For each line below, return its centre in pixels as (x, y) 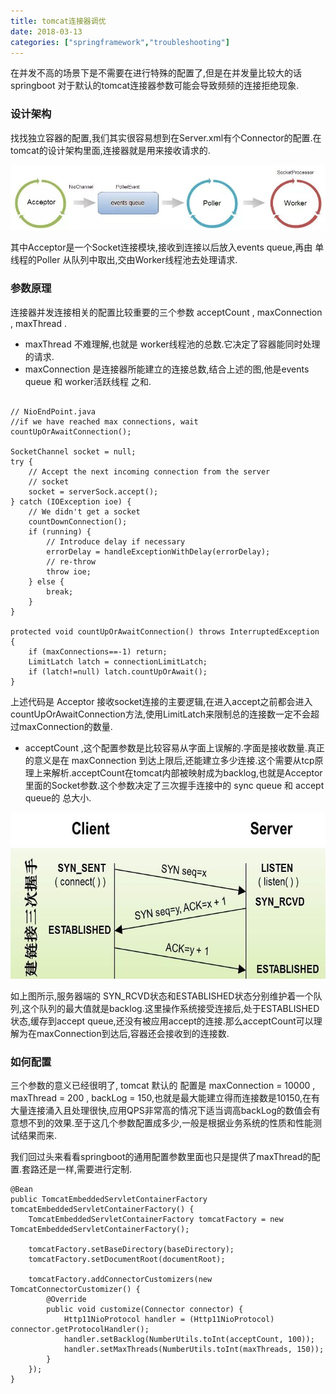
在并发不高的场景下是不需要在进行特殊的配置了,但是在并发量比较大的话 (156, 73)
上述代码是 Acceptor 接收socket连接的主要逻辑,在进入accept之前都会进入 (161, 701)
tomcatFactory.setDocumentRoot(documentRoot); (127, 1260)
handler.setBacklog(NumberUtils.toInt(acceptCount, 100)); (189, 1340)
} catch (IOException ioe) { (71, 501)
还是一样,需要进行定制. (86, 1169)
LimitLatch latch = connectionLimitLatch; (118, 661)
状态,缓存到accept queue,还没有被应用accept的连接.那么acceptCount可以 (162, 1021)
